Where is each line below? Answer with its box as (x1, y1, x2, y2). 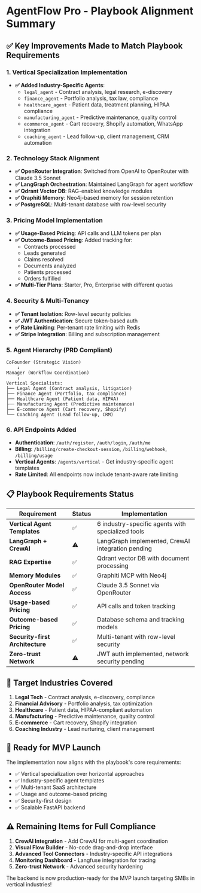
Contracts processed (23, 243, 76, 251)
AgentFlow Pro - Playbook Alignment (6, 4, 194, 18)
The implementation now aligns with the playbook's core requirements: (6, 758, 181, 766)
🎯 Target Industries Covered (6, 678, 113, 688)
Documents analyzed (23, 262, 77, 270)
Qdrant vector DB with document (96, 554, 190, 563)
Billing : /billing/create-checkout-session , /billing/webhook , (14, 446, 167, 453)
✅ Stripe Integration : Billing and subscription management (14, 330, 160, 337)
